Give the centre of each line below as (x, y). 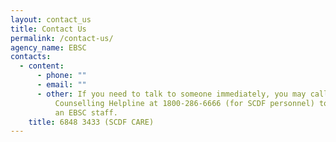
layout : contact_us (51, 19)
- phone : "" (61, 76)
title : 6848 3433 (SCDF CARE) (91, 122)
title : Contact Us (48, 29)
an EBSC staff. (86, 112)
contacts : (31, 57)
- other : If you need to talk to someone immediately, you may (171, 94)
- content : (42, 66)
